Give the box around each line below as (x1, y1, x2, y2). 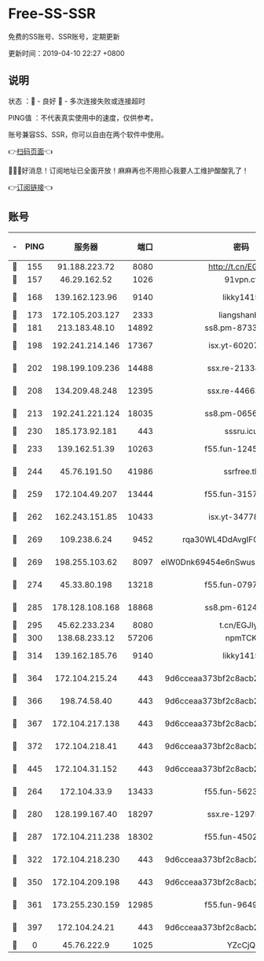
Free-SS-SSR (8, 5, 96, 23)
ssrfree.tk (223, 466, 259, 477)
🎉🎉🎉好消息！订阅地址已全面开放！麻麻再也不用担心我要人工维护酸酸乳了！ (8, 165, 249, 175)
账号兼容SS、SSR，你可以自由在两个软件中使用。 (8, 129, 168, 139)
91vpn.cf (224, 273, 258, 284)
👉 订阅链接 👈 (8, 182, 53, 191)
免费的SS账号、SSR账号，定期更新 (8, 32, 120, 41)
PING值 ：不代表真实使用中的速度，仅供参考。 (8, 113, 158, 122)
